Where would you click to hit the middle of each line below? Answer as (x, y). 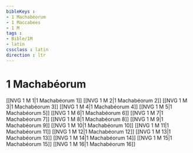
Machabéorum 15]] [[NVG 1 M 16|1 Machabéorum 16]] (71, 144)
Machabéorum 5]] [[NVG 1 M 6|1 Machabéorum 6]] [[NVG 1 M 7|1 (85, 113)
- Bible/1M (19, 39)
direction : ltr (26, 55)
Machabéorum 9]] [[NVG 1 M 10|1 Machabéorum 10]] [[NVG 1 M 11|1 (88, 125)
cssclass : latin (27, 50)
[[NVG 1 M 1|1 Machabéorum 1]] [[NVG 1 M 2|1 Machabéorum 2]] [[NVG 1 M (97, 100)
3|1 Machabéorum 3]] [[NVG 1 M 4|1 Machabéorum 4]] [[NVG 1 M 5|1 (89, 107)
